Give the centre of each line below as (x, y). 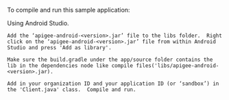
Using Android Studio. (38, 23)
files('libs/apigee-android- (178, 66)
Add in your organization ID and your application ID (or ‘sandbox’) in (113, 84)
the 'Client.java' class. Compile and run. (72, 90)
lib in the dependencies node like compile (70, 66)
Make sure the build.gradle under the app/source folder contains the (110, 60)
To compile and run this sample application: (69, 10)
